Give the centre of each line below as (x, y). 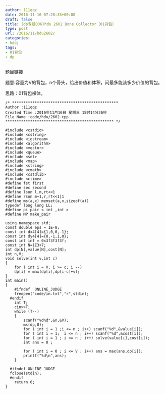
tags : (11, 47)
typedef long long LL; (29, 206)
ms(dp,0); (34, 325)
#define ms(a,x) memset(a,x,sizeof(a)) (47, 201)
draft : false (19, 19)
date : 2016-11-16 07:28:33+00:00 (40, 15)
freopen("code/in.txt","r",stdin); (52, 294)
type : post (17, 29)
